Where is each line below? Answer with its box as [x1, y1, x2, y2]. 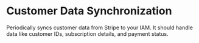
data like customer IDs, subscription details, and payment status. [6, 30, 169, 37]
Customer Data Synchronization [6, 4, 172, 18]
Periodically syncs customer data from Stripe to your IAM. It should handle [6, 24, 194, 31]
